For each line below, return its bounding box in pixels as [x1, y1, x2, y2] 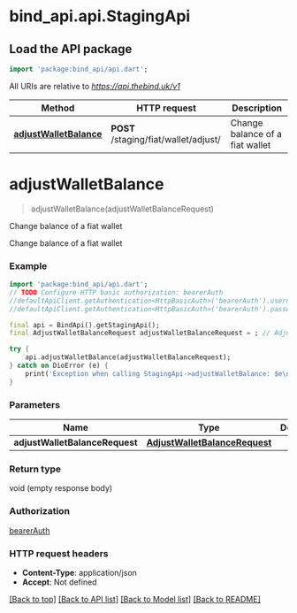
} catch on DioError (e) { [9, 361, 109, 371]
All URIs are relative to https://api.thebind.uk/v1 [9, 80, 181, 91]
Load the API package [9, 42, 133, 57]
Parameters [9, 398, 60, 410]
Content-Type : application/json [21, 567, 137, 578]
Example [9, 259, 48, 272]
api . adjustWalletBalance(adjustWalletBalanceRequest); [25, 353, 232, 362]
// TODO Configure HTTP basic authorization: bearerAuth [9, 287, 224, 297]
